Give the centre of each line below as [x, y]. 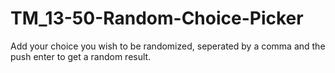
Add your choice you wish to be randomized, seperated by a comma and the [168, 46]
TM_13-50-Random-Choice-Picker [157, 18]
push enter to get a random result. [81, 56]
